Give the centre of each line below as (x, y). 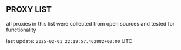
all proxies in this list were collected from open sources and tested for (90, 23)
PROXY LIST (29, 10)
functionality (21, 30)
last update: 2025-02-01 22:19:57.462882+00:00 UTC (69, 41)
